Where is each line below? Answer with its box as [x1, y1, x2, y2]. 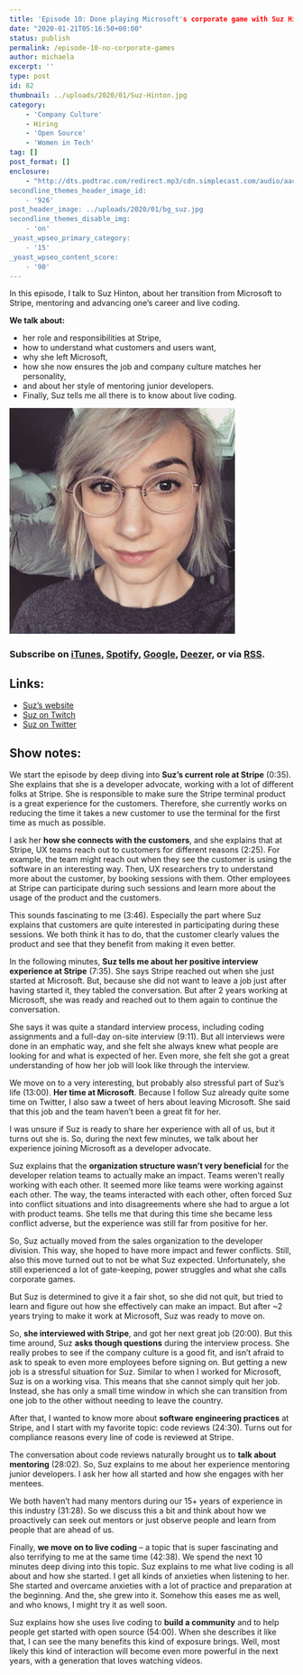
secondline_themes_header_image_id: [9, 186, 147, 195]
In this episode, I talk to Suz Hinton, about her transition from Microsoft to [9, 288, 282, 299]
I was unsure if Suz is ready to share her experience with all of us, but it [9, 1123, 275, 1134]
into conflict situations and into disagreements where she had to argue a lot [9, 1198, 290, 1209]
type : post [9, 72, 50, 81]
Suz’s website [22, 700, 75, 711]
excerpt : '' [9, 62, 54, 71]
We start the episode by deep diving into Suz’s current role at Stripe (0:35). [9, 768, 291, 780]
